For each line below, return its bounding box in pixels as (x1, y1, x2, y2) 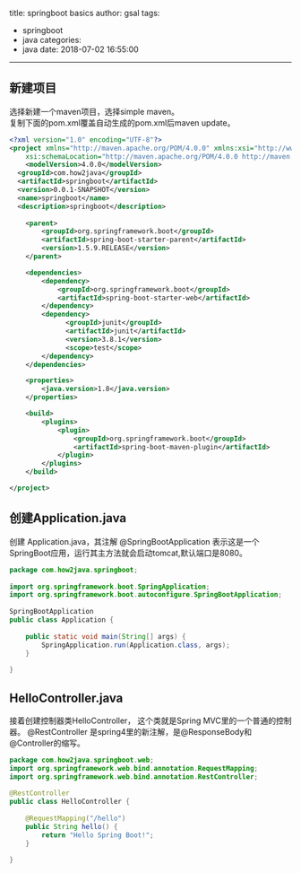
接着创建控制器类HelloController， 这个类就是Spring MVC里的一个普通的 (9, 715, 277, 726)
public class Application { (9, 615, 115, 624)
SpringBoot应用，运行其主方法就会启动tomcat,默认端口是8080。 (9, 547, 248, 558)
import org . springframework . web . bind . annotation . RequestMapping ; (9, 764, 258, 773)
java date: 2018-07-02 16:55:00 (21, 44, 139, 55)
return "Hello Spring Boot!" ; (41, 830, 154, 840)
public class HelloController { (9, 798, 130, 807)
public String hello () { (25, 822, 118, 831)
